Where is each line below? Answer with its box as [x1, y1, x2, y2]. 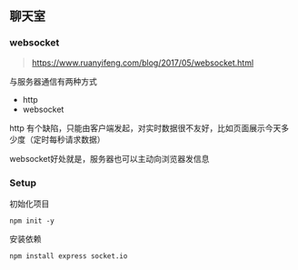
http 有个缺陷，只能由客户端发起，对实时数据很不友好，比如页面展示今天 [9, 122, 282, 134]
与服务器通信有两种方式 [9, 75, 97, 86]
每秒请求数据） [48, 134, 105, 145]
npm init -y [9, 216, 55, 225]
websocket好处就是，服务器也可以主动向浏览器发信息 [9, 153, 210, 164]
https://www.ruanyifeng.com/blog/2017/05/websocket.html [31, 57, 254, 68]
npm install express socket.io [9, 251, 128, 261]
